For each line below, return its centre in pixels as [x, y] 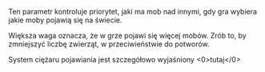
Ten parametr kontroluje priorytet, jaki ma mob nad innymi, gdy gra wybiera [133, 12]
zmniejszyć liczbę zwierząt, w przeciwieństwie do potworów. [109, 44]
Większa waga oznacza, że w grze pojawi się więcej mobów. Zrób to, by [127, 36]
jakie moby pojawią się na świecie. [65, 20]
